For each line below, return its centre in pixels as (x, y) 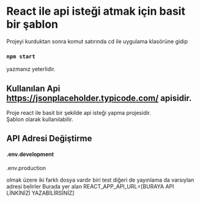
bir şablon (32, 24)
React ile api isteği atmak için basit (96, 11)
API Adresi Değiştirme (49, 138)
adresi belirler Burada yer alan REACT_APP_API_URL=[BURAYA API (90, 186)
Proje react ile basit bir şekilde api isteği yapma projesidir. (79, 113)
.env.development (30, 154)
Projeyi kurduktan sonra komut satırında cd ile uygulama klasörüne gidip (97, 41)
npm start (21, 56)
